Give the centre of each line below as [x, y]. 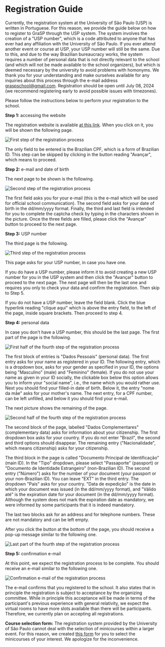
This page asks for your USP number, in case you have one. [66, 262]
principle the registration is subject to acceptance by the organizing [74, 593]
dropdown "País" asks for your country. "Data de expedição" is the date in [81, 484]
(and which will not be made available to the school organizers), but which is [83, 65]
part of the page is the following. [38, 337]
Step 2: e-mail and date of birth [37, 169]
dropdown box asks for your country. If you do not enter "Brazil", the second [83, 437]
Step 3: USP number [26, 233]
